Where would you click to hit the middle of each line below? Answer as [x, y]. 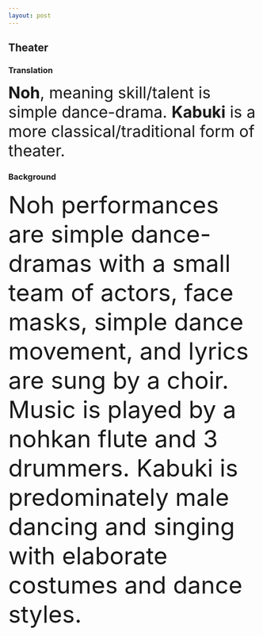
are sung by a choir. [119, 380]
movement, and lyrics [129, 351]
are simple [66, 234]
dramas [50, 263]
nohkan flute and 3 [113, 439]
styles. [45, 614]
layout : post [30, 15]
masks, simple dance [126, 322]
